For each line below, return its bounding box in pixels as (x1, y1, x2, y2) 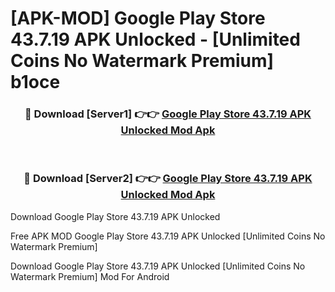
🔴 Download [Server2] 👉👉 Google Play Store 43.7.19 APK (23, 172, 313, 186)
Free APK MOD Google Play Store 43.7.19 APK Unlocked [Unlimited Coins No (10, 230, 326, 242)
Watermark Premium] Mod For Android (10, 270, 170, 282)
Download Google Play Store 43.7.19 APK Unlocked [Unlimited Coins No (10, 260, 306, 272)
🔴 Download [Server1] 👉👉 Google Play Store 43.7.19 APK (24, 107, 312, 121)
